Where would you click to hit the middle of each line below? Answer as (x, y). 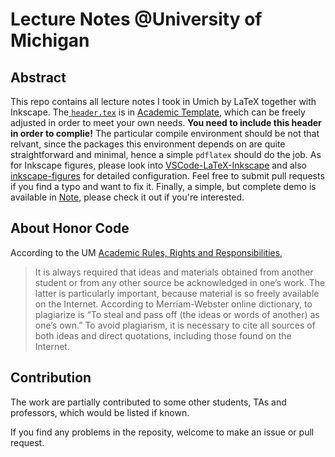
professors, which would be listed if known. (100, 412)
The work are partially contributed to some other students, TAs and (148, 402)
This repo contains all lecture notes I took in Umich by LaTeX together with (163, 101)
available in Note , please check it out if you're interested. (127, 197)
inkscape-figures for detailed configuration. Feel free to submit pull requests (167, 176)
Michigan (50, 40)
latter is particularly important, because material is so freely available (177, 293)
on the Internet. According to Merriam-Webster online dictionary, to (173, 304)
